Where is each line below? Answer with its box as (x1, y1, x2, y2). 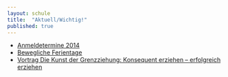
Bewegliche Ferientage (16, 48, 82, 57)
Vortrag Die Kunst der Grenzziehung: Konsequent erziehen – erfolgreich (16, 56, 221, 64)
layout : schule (7, 10, 51, 17)
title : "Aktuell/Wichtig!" (7, 16, 88, 23)
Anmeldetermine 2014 (16, 42, 80, 50)
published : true (7, 22, 54, 29)
